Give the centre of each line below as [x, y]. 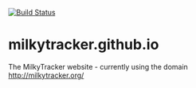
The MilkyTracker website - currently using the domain [98, 66]
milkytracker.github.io [84, 45]
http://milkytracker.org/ [46, 75]
